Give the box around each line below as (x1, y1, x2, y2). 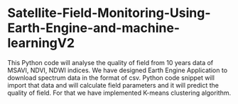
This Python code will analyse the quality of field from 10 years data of (7, 58, 214, 67)
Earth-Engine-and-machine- (7, 20, 180, 36)
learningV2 (7, 35, 75, 51)
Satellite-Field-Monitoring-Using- (7, 5, 211, 21)
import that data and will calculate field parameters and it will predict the (7, 81, 219, 89)
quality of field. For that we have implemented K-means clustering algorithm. (7, 88, 232, 97)
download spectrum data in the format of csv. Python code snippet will (7, 73, 215, 82)
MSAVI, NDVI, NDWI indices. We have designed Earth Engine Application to (7, 66, 228, 74)
